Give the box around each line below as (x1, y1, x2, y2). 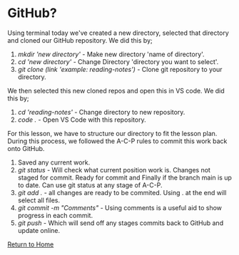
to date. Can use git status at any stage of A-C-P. (17, 180, 163, 189)
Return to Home (7, 240, 54, 249)
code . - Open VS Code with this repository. (17, 115, 146, 124)
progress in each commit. (17, 211, 93, 219)
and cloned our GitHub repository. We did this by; (7, 36, 153, 44)
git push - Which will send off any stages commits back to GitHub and (17, 219, 223, 227)
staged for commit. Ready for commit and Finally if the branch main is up (17, 173, 232, 182)
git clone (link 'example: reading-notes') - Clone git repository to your (17, 65, 223, 73)
